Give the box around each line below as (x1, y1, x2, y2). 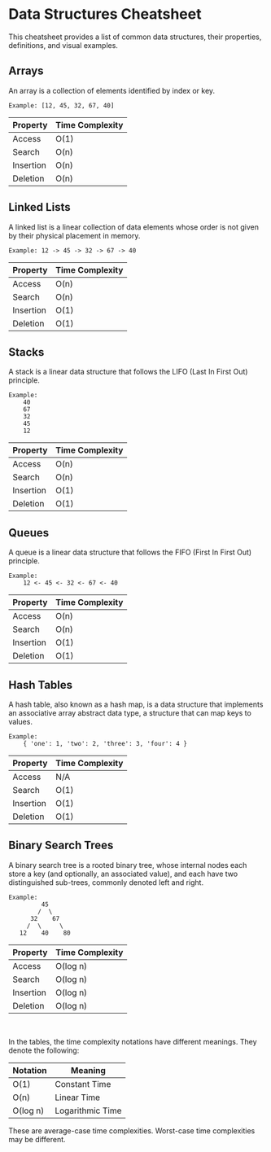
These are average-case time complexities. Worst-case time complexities (8, 1125, 256, 1136)
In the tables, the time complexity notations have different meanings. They (8, 1036, 258, 1046)
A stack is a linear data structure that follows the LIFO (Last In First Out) (8, 367, 248, 377)
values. (8, 717, 33, 726)
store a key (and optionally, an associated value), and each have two (8, 869, 238, 878)
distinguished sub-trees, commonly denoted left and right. (8, 877, 204, 887)
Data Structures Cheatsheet (8, 5, 202, 24)
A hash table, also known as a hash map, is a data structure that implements (8, 699, 264, 709)
